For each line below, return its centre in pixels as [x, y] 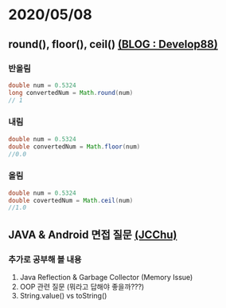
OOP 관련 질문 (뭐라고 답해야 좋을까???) [82, 287]
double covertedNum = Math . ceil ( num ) [71, 200]
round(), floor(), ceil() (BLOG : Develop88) [113, 44]
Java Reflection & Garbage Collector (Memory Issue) [106, 278]
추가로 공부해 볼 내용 [45, 259]
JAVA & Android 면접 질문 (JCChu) [93, 234]
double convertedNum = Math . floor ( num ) [74, 146]
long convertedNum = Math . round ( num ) [71, 93]
